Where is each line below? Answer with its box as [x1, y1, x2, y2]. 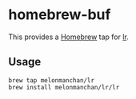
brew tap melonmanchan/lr [8, 76, 94, 85]
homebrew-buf [8, 6, 111, 24]
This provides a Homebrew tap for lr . [8, 32, 130, 42]
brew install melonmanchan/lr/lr [8, 83, 120, 91]
